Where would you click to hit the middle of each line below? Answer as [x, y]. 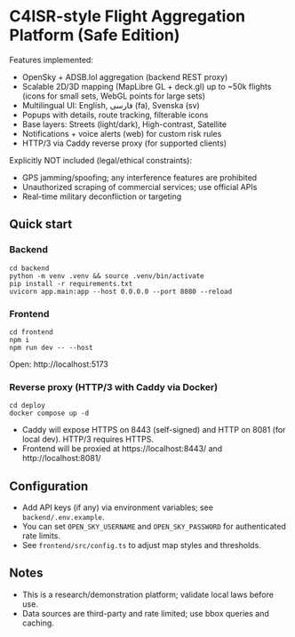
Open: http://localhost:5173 [59, 364]
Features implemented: [51, 60]
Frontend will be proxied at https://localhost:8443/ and [122, 449]
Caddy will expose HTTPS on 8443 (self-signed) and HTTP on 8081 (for [154, 430]
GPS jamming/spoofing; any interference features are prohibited [140, 177]
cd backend [29, 268]
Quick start [41, 224]
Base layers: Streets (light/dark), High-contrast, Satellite [124, 124]
